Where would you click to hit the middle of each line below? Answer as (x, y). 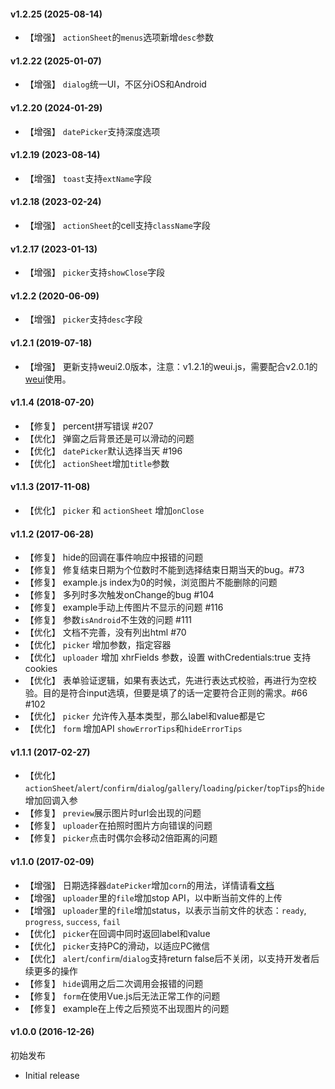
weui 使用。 (48, 379)
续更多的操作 (51, 971)
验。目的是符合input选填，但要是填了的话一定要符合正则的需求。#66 (166, 693)
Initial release (52, 1075)
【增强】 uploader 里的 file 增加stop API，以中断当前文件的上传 (153, 897)
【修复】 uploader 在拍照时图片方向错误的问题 (118, 826)
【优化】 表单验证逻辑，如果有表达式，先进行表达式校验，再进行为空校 (170, 681)
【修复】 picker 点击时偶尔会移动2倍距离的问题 (121, 838)
